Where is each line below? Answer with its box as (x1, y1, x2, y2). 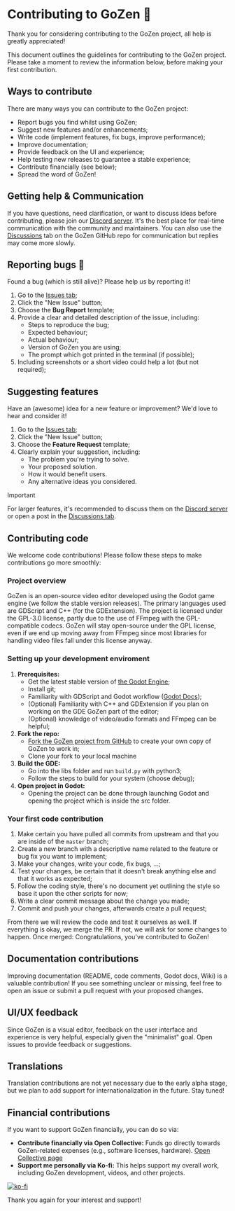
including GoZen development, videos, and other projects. (17, 1169, 185, 1177)
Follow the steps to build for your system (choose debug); (27, 774, 195, 782)
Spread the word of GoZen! (17, 169, 97, 178)
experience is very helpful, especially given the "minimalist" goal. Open (7, 1032, 213, 1041)
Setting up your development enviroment (7, 654, 150, 664)
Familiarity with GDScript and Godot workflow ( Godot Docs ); (27, 692, 202, 700)
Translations (7, 1060, 64, 1072)
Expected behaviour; (27, 328, 88, 337)
